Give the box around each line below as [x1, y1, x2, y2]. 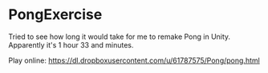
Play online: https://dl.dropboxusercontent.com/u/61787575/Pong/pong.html [8, 56, 261, 65]
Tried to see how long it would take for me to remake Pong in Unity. [8, 32, 231, 41]
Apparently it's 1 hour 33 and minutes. [8, 40, 134, 49]
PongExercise [8, 6, 103, 24]
